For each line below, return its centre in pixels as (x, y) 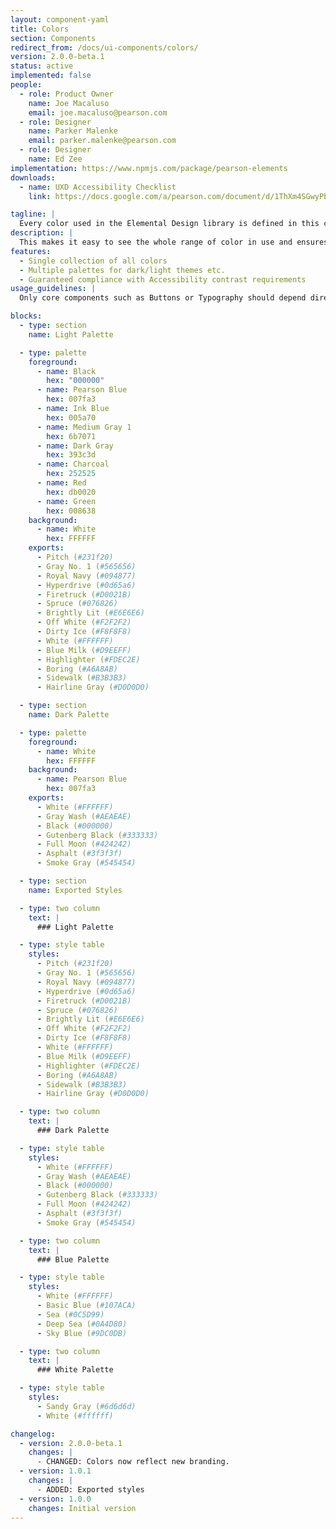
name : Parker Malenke (73, 131)
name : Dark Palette (69, 715)
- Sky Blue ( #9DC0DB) (82, 1333)
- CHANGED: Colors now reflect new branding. (133, 1462)
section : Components (53, 38)
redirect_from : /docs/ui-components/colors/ (104, 47)
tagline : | (33, 214)
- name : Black (66, 371)
